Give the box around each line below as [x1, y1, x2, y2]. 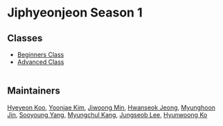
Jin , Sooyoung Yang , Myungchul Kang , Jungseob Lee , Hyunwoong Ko [7, 110, 208, 118]
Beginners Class [17, 50, 64, 59]
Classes [7, 32, 43, 44]
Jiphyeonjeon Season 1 [7, 5, 143, 21]
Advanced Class [17, 58, 64, 66]
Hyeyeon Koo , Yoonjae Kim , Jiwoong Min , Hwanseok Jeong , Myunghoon [7, 103, 216, 112]
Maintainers [7, 85, 61, 97]
